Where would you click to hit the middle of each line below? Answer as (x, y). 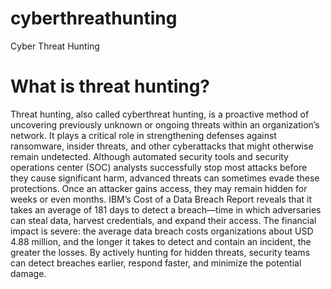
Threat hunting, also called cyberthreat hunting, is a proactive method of (160, 114)
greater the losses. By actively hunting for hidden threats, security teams (160, 252)
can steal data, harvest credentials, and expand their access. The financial (163, 220)
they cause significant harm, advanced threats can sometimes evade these (165, 178)
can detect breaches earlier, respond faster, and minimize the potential (156, 263)
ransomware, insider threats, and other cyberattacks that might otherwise (162, 146)
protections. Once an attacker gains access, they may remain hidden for (159, 188)
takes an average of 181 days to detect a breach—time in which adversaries (166, 209)
